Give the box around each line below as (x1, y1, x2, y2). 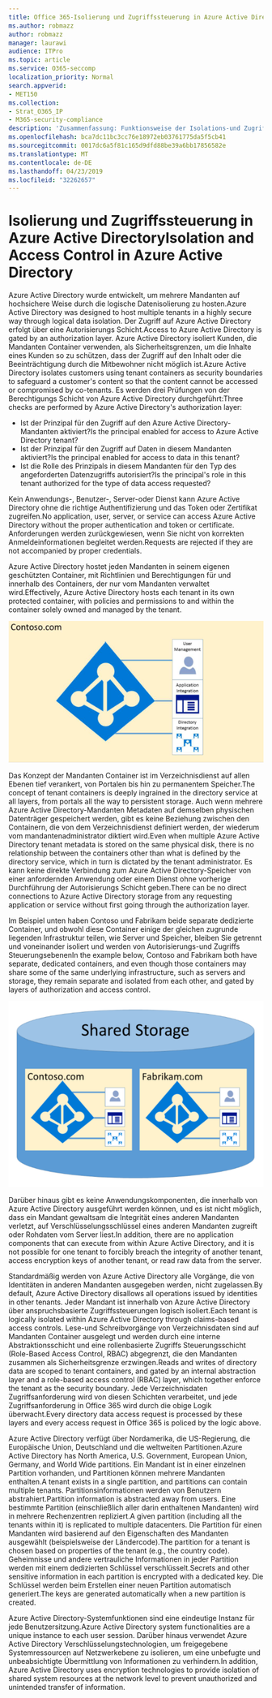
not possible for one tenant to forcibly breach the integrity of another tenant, (8, 1247, 263, 1257)
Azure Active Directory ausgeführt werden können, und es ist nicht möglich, (8, 1204, 261, 1213)
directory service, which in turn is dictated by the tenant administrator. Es (8, 857, 253, 867)
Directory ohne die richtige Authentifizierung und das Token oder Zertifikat (8, 503, 257, 513)
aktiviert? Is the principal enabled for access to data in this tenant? (19, 453, 240, 463)
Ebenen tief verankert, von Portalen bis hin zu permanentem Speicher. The (8, 779, 255, 789)
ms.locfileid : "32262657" (8, 175, 96, 184)
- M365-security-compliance (8, 116, 104, 124)
